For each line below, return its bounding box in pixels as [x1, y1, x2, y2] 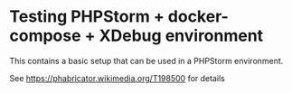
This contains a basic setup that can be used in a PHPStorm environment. [9, 55, 284, 66]
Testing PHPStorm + [9, 6, 165, 27]
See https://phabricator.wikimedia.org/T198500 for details [9, 72, 226, 83]
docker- [167, 6, 229, 27]
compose [9, 25, 81, 46]
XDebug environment [99, 25, 264, 46]
